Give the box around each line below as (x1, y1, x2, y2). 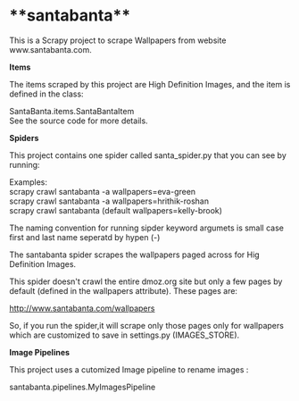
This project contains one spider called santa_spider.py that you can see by (9, 149, 287, 161)
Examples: (9, 176, 47, 188)
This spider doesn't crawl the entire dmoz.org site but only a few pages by (9, 276, 283, 287)
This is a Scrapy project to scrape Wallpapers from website (9, 35, 227, 46)
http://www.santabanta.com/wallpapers (9, 303, 155, 313)
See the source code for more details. (9, 115, 149, 126)
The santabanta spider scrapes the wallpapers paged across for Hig (9, 249, 261, 260)
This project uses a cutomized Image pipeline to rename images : (9, 363, 249, 375)
